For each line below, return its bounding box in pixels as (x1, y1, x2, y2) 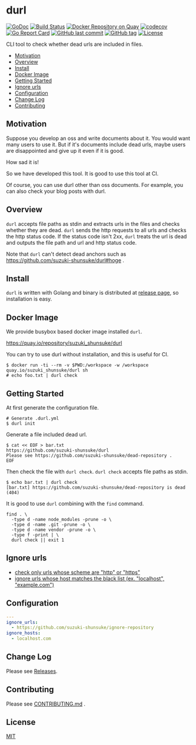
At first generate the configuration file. (6, 404, 99, 411)
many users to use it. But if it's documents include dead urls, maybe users (6, 141, 186, 148)
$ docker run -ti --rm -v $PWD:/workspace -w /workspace (6, 362, 149, 368)
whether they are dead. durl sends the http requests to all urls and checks (6, 226, 187, 233)
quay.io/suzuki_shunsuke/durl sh (6, 368, 88, 373)
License (6, 717, 36, 727)
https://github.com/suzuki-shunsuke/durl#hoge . (6, 256, 125, 263)
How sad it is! (6, 158, 39, 165)
